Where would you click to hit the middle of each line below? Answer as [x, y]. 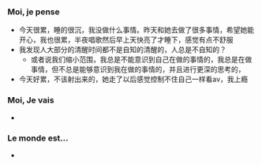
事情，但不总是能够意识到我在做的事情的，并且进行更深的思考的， [138, 69]
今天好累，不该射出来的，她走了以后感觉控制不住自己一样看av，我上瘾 [133, 79]
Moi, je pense [34, 12]
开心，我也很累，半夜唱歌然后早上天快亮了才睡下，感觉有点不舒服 [126, 40]
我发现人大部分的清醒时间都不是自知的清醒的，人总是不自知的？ [122, 50]
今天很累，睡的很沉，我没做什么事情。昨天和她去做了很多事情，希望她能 [136, 30]
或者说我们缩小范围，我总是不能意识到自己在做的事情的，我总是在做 [141, 60]
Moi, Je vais [31, 100]
